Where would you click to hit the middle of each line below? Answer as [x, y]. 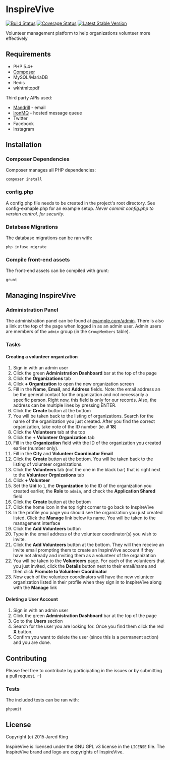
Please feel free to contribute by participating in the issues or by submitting [84, 671]
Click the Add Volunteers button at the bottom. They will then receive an [89, 545]
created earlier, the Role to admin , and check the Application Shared [84, 491]
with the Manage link [35, 588]
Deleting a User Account [32, 599]
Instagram [23, 129]
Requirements [28, 54]
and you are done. [32, 642]
